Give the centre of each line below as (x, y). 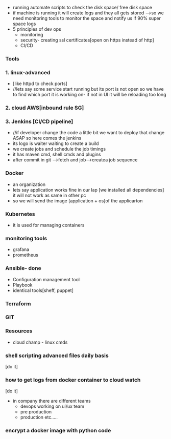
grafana (21, 249)
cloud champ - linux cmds (40, 342)
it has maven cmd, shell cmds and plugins (57, 154)
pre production (36, 412)
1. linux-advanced (28, 72)
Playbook (22, 285)
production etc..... (39, 417)
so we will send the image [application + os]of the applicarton (78, 201)
